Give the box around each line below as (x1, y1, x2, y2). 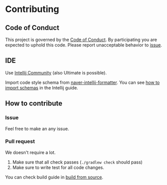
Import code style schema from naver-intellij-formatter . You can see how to (5, 79, 160, 85)
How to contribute (5, 99, 63, 108)
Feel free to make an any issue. (5, 125, 69, 131)
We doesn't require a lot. (5, 149, 56, 155)
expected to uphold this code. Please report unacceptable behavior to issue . (5, 42, 163, 48)
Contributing (5, 3, 59, 15)
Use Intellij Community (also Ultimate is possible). (5, 69, 107, 75)
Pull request (5, 138, 35, 145)
